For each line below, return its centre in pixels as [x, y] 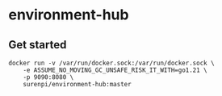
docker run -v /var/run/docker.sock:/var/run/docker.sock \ [112, 63]
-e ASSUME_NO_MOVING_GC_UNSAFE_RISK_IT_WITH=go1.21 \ [115, 70]
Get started [38, 45]
